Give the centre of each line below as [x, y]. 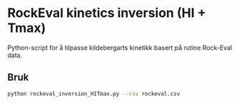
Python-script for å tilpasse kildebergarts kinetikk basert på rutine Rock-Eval [120, 47]
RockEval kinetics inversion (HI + [107, 13]
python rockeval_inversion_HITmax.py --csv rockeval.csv [94, 93]
